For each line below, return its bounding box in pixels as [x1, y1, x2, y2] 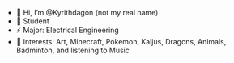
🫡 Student [15, 16, 50, 26]
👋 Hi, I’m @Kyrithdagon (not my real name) [15, 8, 159, 17]
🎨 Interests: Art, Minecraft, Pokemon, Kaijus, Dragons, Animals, [15, 37, 227, 46]
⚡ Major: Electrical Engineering [15, 25, 119, 35]
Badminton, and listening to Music [15, 45, 130, 55]
